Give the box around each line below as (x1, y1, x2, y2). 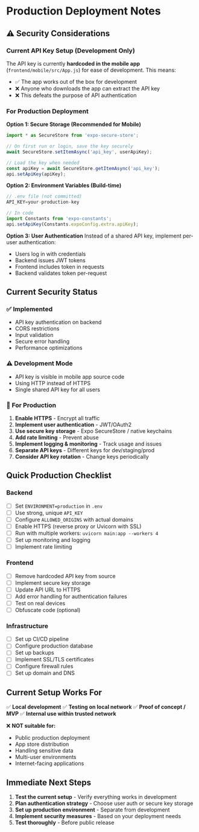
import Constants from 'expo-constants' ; (6, 216, 112, 222)
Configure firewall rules (14, 663, 74, 670)
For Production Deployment (6, 107, 89, 115)
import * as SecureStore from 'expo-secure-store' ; (6, 133, 139, 139)
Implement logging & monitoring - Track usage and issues (14, 440, 162, 447)
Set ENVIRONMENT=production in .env (14, 502, 103, 509)
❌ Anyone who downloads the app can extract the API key (14, 84, 160, 92)
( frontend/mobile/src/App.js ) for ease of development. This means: (6, 66, 176, 74)
